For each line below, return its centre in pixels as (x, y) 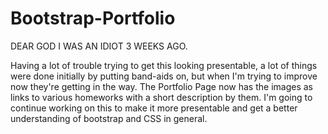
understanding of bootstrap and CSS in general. (109, 118)
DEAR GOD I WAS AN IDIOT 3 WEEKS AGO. (99, 46)
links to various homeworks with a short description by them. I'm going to (161, 97)
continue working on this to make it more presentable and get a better (154, 108)
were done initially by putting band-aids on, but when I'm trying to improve (164, 76)
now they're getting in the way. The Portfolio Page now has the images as (161, 86)
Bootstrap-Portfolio (93, 18)
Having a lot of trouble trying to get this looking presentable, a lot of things (164, 65)
